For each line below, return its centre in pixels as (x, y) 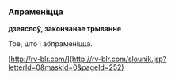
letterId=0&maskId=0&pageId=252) (66, 67)
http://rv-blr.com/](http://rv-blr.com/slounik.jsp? (89, 59)
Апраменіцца (36, 12)
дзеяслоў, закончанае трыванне (65, 29)
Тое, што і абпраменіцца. (51, 44)
